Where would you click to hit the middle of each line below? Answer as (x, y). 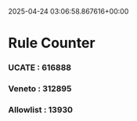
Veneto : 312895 (40, 89)
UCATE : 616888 (40, 68)
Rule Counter (52, 43)
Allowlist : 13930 (40, 109)
